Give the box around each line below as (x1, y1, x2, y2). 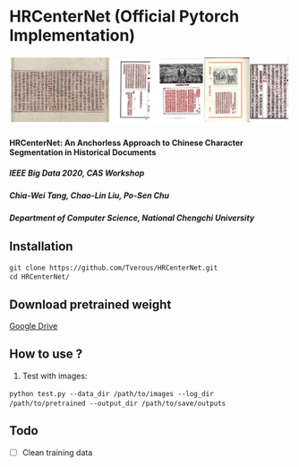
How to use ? (9, 347, 83, 362)
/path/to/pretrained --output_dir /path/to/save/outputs (9, 399, 226, 408)
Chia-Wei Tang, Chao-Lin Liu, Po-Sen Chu (9, 190, 170, 201)
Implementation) (9, 25, 136, 46)
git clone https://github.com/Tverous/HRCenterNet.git (9, 264, 218, 272)
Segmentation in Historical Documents (9, 147, 157, 158)
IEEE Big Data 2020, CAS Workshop (9, 168, 145, 178)
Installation (9, 238, 73, 254)
